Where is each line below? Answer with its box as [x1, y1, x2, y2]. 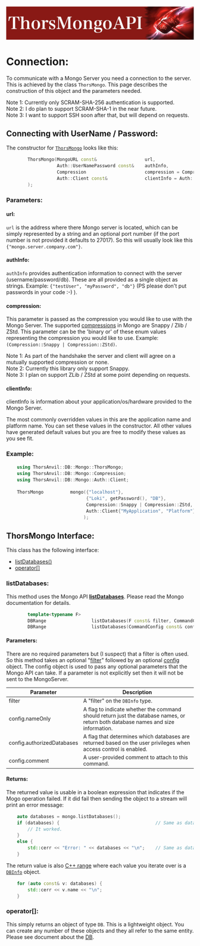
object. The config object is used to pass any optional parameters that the [6, 663, 187, 670]
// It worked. [27, 826, 62, 832]
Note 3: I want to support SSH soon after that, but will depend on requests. [6, 111, 189, 118]
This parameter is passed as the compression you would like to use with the [6, 316, 192, 323]
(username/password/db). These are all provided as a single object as [6, 276, 178, 283]
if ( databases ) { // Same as [17, 820, 183, 826]
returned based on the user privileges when [83, 739, 190, 746]
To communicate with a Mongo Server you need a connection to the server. [6, 74, 192, 82]
